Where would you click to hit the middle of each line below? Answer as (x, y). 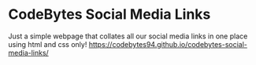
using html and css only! (48, 44)
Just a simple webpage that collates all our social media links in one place (128, 36)
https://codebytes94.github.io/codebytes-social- (168, 44)
